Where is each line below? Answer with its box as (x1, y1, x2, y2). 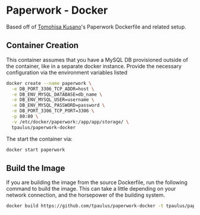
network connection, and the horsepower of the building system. (6, 191, 165, 199)
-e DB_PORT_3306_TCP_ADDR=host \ (11, 86, 95, 92)
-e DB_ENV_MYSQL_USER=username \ (11, 97, 95, 103)
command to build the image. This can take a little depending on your (6, 185, 176, 192)
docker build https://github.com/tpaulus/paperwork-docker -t (6, 203, 164, 209)
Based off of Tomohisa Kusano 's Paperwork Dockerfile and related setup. (6, 23, 186, 30)
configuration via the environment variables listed (6, 69, 128, 76)
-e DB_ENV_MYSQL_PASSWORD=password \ (11, 102, 105, 109)
